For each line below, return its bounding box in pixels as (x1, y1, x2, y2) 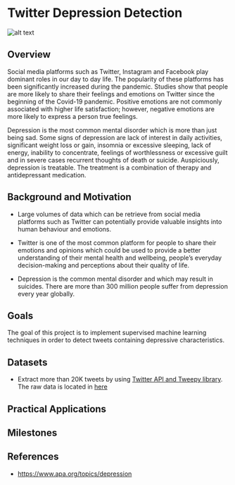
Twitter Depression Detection (7, 5, 183, 21)
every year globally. (17, 289, 75, 298)
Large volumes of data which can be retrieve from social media (17, 210, 201, 218)
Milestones (7, 427, 58, 439)
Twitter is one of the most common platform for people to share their (17, 238, 217, 247)
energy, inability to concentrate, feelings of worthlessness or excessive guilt (7, 148, 228, 156)
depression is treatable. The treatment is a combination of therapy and (7, 163, 212, 172)
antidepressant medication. (7, 170, 87, 179)
